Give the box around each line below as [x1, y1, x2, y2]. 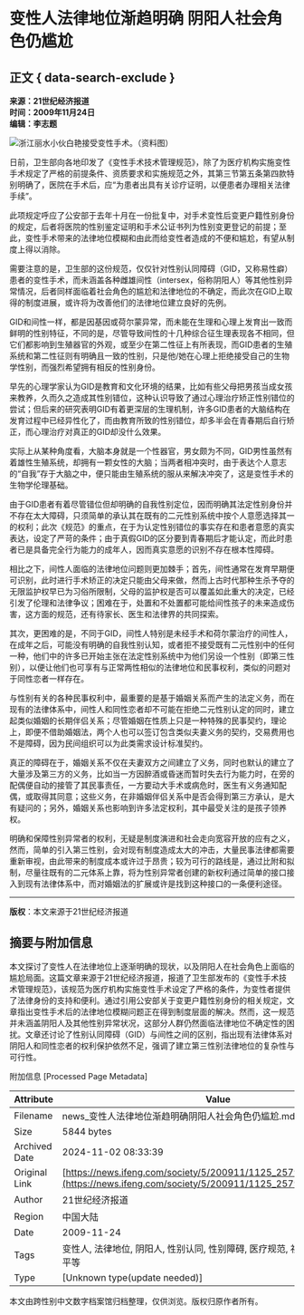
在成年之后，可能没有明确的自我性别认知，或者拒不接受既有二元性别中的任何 [9, 640, 295, 650]
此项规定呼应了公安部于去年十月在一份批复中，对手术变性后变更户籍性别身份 [9, 210, 295, 220]
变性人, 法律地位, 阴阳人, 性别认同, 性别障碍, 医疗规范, [62, 1242, 289, 1255]
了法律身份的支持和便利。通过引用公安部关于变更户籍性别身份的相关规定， [9, 994, 287, 1006]
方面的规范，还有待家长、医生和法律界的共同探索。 [33, 609, 223, 619]
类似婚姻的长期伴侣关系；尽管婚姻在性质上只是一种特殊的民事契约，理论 [16, 715, 287, 726]
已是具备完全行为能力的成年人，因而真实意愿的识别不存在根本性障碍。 [16, 545, 279, 555]
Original [14, 1165, 48, 1178]
